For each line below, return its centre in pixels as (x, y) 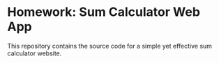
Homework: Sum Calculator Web (104, 12)
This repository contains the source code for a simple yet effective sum (110, 46)
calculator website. (35, 53)
